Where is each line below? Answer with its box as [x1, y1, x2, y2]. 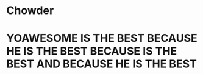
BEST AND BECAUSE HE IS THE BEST [6, 57, 197, 71]
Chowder [6, 4, 54, 18]
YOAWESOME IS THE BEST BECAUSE [6, 32, 198, 45]
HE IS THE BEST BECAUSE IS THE [6, 44, 177, 58]
